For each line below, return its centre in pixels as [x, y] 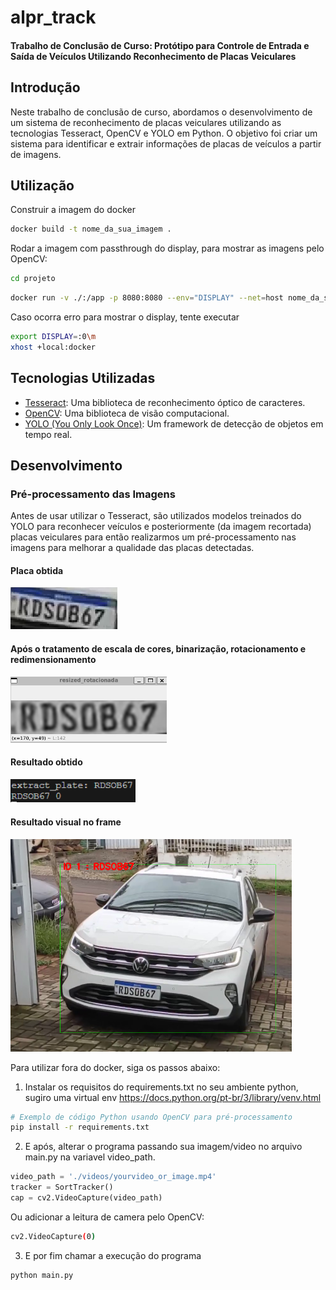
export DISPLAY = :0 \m [53, 337]
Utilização [42, 185]
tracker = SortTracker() [62, 1187]
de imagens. [36, 154]
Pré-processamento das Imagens [93, 494]
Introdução [45, 87]
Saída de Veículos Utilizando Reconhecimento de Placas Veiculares [153, 56]
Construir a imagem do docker [73, 210]
